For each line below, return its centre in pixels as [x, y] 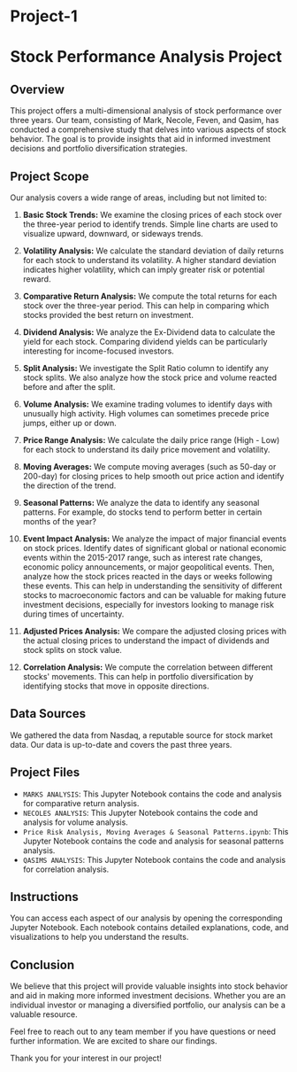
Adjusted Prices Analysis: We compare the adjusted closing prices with [154, 631]
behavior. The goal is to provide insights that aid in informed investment [140, 139]
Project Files [45, 773]
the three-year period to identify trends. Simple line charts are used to [150, 224]
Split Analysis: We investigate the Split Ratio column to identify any [145, 368]
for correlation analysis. [66, 869]
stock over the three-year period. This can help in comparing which [146, 306]
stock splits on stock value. [72, 650]
